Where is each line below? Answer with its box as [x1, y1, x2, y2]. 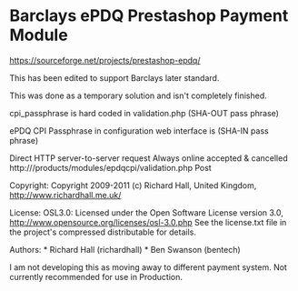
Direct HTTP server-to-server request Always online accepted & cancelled [9, 152, 288, 164]
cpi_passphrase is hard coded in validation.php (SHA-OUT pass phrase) [9, 107, 280, 118]
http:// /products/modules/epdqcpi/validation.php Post [9, 162, 212, 173]
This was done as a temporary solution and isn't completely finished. [9, 90, 268, 101]
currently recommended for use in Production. [9, 271, 184, 282]
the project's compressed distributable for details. [9, 226, 197, 237]
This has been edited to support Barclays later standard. [9, 72, 220, 83]
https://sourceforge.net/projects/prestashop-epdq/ [9, 55, 201, 65]
